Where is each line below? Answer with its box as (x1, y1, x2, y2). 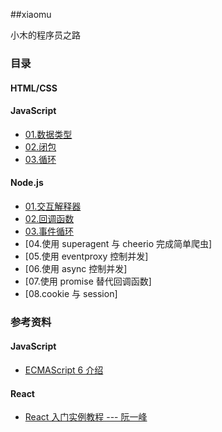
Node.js (10, 177, 44, 189)
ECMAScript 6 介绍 (24, 364, 104, 376)
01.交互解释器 (24, 200, 82, 212)
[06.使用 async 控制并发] (24, 262, 128, 274)
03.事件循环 (24, 225, 74, 237)
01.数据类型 (24, 128, 73, 140)
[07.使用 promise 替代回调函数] (24, 275, 152, 287)
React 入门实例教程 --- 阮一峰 (24, 411, 148, 423)
